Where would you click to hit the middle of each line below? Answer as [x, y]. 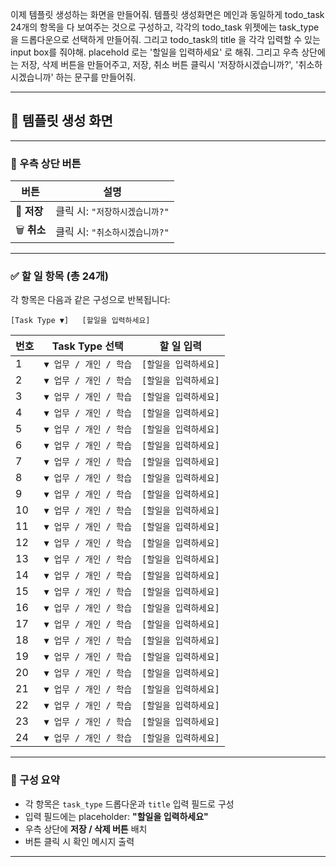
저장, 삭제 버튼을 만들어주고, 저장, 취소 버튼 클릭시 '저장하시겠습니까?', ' [159, 64]
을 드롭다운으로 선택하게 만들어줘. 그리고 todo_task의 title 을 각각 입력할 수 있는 [165, 39]
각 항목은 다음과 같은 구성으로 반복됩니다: [90, 300]
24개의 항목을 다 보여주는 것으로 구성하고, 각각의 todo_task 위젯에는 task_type [165, 27]
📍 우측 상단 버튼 [46, 163]
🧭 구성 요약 [35, 780]
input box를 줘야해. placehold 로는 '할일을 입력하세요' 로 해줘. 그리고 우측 [155, 52]
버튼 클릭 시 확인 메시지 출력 [79, 841]
